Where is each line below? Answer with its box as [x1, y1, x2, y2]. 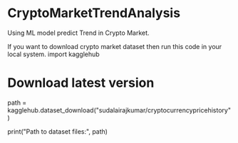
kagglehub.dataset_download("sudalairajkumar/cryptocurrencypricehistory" [7, 105, 232, 115]
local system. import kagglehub [7, 50, 100, 58]
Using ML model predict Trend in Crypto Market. [7, 28, 150, 37]
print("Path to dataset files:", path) [7, 127, 108, 136]
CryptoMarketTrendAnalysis [7, 5, 180, 21]
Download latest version [7, 75, 155, 91]
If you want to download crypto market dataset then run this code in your [7, 42, 222, 51]
